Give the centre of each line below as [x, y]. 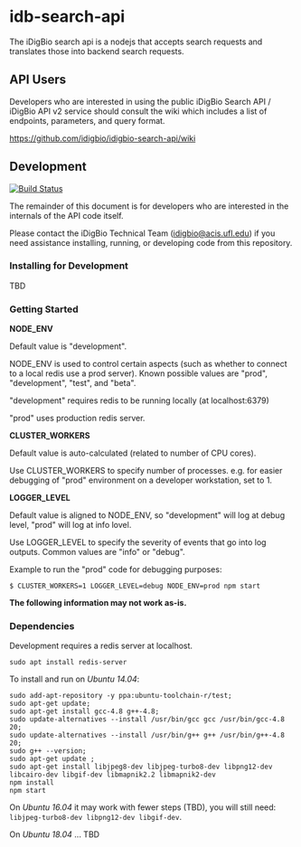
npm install [32, 783]
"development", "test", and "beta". [73, 383]
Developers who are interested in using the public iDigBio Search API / [140, 101]
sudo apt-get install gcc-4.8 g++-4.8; [85, 711]
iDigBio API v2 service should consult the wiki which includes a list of [138, 111]
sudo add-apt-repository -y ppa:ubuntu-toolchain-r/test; [121, 696]
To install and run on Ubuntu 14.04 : [75, 679]
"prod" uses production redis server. [77, 419]
